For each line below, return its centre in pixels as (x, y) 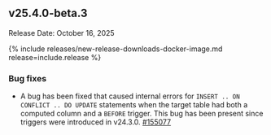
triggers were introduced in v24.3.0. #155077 (96, 122)
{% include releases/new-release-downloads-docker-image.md (116, 49)
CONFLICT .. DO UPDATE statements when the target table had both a (134, 105)
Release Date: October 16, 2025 (62, 33)
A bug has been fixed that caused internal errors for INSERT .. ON (130, 96)
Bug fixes (28, 78)
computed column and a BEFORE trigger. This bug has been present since (142, 114)
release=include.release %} (55, 57)
